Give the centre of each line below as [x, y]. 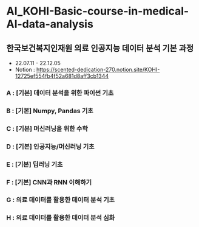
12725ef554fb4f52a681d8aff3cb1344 [62, 76]
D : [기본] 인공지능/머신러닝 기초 [51, 146]
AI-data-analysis [50, 24]
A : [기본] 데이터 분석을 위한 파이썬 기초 [60, 93]
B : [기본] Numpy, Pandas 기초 [50, 111]
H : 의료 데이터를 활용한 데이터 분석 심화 [61, 218]
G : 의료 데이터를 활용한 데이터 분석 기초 [61, 200]
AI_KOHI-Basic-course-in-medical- [98, 11]
